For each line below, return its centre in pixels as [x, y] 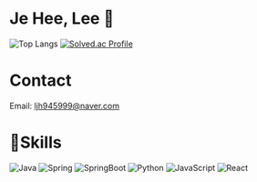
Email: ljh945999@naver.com [65, 106]
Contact [41, 81]
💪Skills [36, 142]
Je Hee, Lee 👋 [62, 19]
